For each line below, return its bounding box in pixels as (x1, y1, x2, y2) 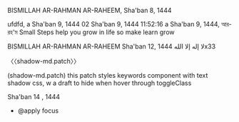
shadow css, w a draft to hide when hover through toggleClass (7, 78, 192, 87)
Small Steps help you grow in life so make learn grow (19, 28, 175, 36)
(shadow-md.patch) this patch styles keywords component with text (7, 71, 208, 79)
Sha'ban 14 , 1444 (7, 93, 61, 101)
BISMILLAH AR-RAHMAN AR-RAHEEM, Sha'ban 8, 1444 (7, 6, 172, 14)
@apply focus (17, 106, 59, 115)
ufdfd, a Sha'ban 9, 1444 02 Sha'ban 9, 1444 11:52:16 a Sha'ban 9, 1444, (7, 20, 220, 28)
